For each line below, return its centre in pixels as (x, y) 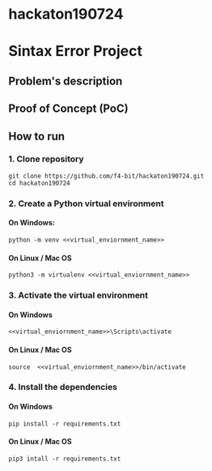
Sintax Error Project (76, 51)
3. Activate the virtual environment (78, 295)
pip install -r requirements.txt (65, 424)
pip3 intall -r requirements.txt (65, 459)
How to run (37, 136)
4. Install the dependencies (63, 388)
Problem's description (66, 81)
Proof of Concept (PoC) (68, 109)
